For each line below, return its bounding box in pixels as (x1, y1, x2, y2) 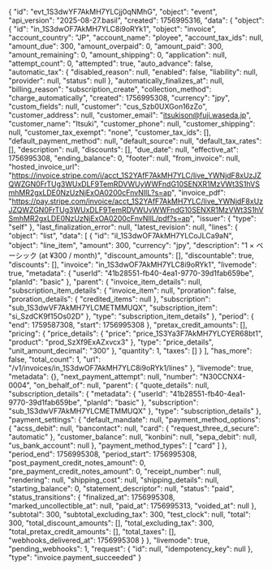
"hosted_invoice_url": (8, 162, 80, 171)
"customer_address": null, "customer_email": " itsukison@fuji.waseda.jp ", (8, 110, 252, 120)
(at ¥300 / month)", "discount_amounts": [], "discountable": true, (38, 251, 254, 260)
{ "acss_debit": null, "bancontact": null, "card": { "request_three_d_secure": (8, 423, 260, 433)
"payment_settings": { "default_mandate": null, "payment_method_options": (8, 415, 261, 424)
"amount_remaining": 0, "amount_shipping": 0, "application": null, (8, 50, 227, 59)
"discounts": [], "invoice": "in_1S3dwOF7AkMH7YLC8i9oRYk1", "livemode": (8, 259, 257, 269)
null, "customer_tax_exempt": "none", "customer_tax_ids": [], (8, 127, 211, 137)
